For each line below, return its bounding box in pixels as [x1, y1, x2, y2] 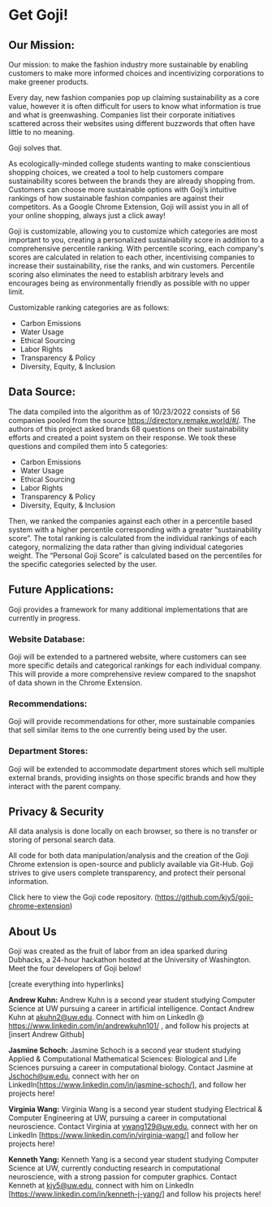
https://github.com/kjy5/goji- [157, 892, 254, 902]
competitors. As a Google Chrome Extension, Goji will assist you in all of [8, 202, 249, 211]
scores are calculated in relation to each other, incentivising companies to [8, 252, 256, 262]
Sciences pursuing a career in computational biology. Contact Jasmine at [8, 1063, 253, 1073]
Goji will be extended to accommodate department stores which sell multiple [8, 764, 265, 773]
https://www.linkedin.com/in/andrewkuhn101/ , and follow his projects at [8, 1021, 249, 1031]
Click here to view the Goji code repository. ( [8, 892, 158, 902]
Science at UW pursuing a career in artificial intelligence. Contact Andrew [8, 1004, 255, 1013]
